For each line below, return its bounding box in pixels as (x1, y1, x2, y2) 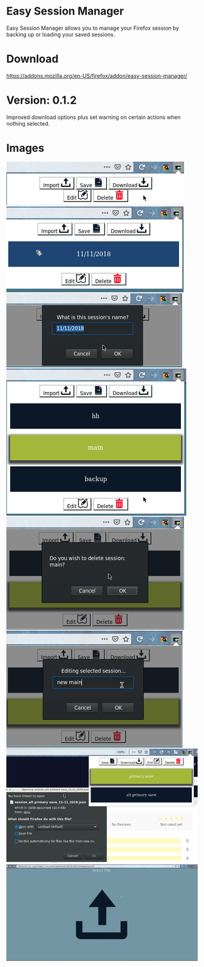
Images (6, 141, 44, 155)
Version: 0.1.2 (6, 93, 77, 107)
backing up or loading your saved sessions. (6, 30, 115, 38)
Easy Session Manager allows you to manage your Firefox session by (6, 24, 179, 32)
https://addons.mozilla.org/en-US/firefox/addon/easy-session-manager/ (6, 72, 188, 80)
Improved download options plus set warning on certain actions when (6, 114, 181, 121)
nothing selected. (6, 120, 50, 127)
